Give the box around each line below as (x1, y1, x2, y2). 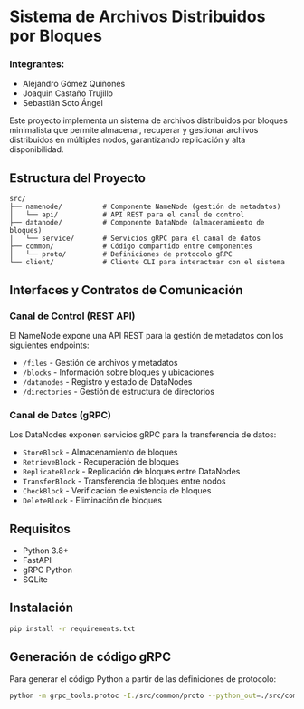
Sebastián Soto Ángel (22, 98, 104, 109)
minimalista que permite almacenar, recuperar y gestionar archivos (9, 125, 259, 136)
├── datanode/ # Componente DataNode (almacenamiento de (9, 218, 265, 227)
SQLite (22, 574, 48, 585)
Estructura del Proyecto (9, 170, 147, 186)
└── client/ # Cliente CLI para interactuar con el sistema (9, 258, 285, 267)
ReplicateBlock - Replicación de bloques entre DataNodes (22, 466, 241, 477)
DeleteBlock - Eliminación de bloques (22, 495, 163, 506)
